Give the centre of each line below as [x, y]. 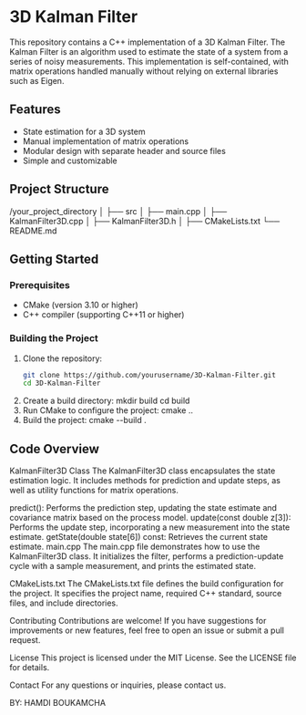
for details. [30, 668]
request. [25, 640]
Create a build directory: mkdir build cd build [106, 401]
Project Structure [59, 189]
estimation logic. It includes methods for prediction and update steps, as [145, 481]
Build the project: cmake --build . [85, 420]
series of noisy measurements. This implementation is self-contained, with [149, 61]
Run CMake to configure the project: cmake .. [108, 410]
